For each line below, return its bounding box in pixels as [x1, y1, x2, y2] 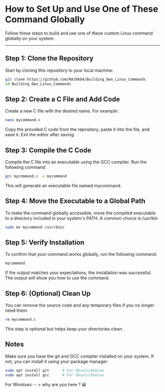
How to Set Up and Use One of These [5, 3, 159, 15]
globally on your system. [5, 35, 55, 41]
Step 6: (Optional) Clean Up [5, 289, 91, 298]
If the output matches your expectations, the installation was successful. [5, 270, 152, 276]
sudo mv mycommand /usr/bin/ [5, 225, 65, 230]
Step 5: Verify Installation [5, 238, 84, 246]
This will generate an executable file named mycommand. [5, 182, 122, 188]
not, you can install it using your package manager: [5, 358, 109, 364]
